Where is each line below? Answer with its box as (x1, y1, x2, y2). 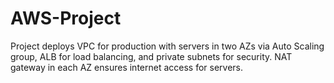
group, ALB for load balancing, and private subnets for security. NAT (10, 50, 293, 62)
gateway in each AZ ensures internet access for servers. (10, 61, 244, 73)
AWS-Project (10, 7, 122, 30)
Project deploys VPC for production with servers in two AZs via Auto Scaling (10, 40, 325, 52)
